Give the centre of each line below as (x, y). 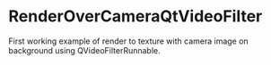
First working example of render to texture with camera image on (128, 41)
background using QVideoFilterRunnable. (84, 50)
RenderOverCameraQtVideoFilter (135, 16)
